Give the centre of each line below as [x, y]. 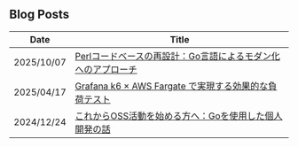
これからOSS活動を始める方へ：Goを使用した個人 [179, 116]
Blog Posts [39, 15]
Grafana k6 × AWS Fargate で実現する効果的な [172, 86]
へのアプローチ [106, 69]
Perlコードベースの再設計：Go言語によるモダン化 [178, 56]
